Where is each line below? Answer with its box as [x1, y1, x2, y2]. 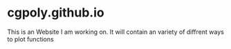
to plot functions [7, 35, 54, 43]
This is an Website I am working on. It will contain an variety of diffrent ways [7, 28, 225, 36]
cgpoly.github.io [7, 5, 105, 21]
